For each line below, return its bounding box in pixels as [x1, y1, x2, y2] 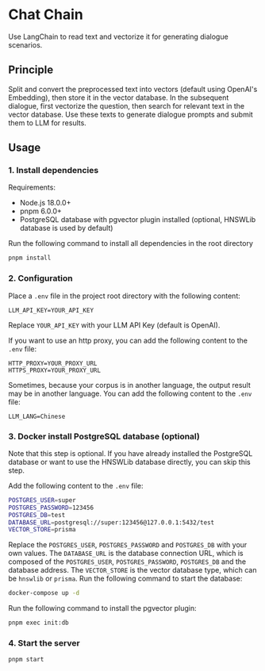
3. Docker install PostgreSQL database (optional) [8, 431, 200, 442]
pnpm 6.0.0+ [19, 206, 62, 216]
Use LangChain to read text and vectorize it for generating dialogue [8, 32, 229, 41]
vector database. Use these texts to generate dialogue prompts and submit [8, 109, 254, 119]
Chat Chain [8, 6, 83, 24]
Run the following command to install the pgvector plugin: [8, 604, 197, 613]
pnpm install [8, 254, 52, 263]
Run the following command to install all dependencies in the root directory [8, 239, 254, 248]
